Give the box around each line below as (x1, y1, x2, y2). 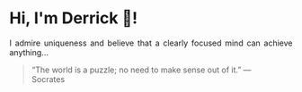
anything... (9, 46, 49, 57)
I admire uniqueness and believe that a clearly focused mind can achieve (9, 38, 293, 48)
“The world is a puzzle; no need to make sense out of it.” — (31, 64, 252, 75)
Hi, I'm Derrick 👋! (9, 8, 138, 29)
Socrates (31, 73, 66, 84)
